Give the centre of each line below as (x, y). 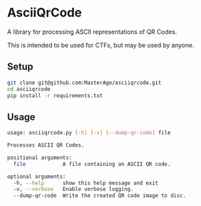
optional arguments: (37, 176)
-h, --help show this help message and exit (86, 183)
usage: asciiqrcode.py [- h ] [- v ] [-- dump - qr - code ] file (89, 133)
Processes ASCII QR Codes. (46, 145)
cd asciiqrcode (29, 89)
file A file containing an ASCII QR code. (92, 164)
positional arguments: (40, 157)
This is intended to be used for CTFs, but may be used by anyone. (101, 45)
